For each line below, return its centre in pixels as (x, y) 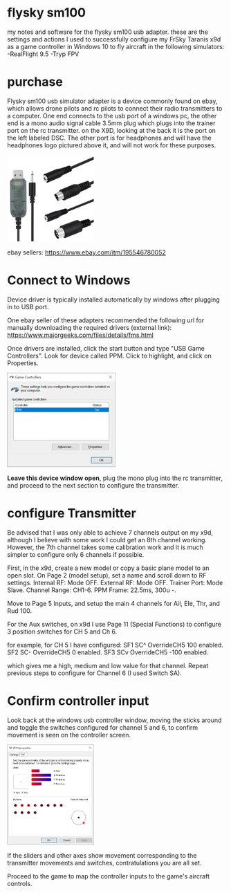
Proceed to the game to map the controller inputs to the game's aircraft (108, 876)
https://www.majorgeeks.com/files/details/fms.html (80, 335)
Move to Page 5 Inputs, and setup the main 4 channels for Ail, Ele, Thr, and (113, 603)
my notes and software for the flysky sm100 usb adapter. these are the (108, 32)
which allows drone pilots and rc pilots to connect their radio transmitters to (115, 108)
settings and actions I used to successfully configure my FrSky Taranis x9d (114, 39)
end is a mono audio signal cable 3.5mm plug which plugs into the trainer (111, 123)
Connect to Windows (69, 280)
